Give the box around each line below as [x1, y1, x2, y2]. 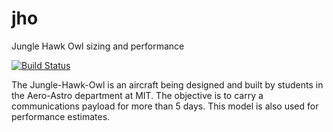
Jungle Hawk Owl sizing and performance [11, 40, 185, 52]
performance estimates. [11, 110, 111, 122]
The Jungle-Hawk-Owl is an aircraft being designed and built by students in [11, 78, 324, 91]
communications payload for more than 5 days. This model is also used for [11, 100, 319, 112]
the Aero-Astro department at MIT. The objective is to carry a [11, 89, 264, 101]
